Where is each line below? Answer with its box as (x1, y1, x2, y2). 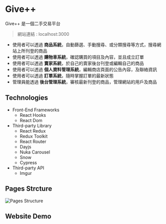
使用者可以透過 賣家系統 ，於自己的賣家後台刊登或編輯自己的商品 (12, 60, 144, 66)
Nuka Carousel (19, 149, 51, 155)
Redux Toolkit (19, 133, 48, 139)
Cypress (19, 159, 37, 165)
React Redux (19, 128, 46, 134)
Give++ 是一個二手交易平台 (5, 20, 61, 26)
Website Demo (5, 212, 52, 221)
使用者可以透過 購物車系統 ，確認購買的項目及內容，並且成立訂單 (12, 54, 144, 60)
